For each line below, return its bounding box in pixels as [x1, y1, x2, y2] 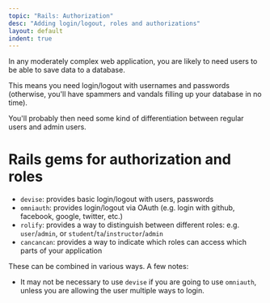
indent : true [8, 34, 53, 43]
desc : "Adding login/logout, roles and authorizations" [8, 19, 200, 27]
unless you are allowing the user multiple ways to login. [19, 286, 205, 296]
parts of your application [19, 246, 103, 255]
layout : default [8, 27, 63, 35]
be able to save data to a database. [8, 65, 125, 75]
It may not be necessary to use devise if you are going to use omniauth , [19, 277, 257, 287]
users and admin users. [8, 122, 86, 132]
